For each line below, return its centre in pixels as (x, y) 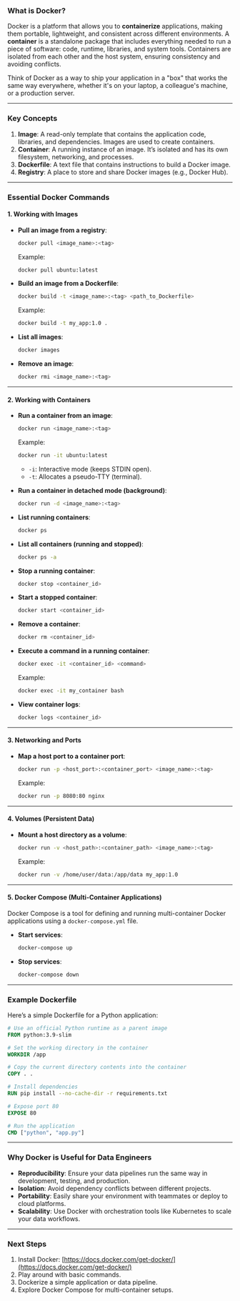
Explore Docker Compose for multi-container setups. (95, 1290)
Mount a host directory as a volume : (72, 834)
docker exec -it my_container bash (71, 691)
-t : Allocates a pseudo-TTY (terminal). (85, 477)
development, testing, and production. (74, 1180)
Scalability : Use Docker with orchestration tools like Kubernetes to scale (125, 1211)
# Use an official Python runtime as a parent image (87, 1028)
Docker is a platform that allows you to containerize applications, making (115, 26)
